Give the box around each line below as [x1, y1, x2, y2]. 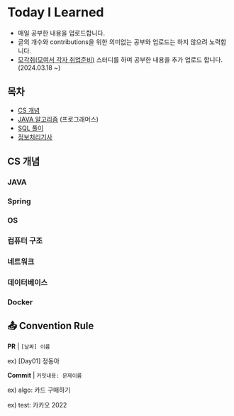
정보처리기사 [17, 132, 53, 141]
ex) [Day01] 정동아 [7, 357, 60, 366]
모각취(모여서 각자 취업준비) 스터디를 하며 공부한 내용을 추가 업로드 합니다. [17, 55, 223, 64]
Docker [7, 297, 33, 306]
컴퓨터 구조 [7, 235, 43, 245]
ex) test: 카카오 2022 [7, 401, 67, 410]
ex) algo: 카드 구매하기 [7, 385, 71, 395]
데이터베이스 [7, 277, 48, 287]
